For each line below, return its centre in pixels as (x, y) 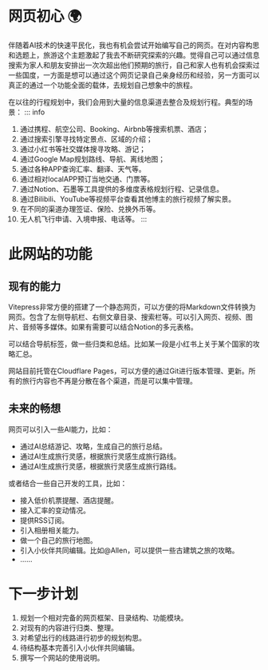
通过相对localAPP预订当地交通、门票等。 (87, 179)
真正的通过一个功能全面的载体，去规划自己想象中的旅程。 (102, 85)
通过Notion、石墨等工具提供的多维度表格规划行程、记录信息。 (122, 189)
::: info (34, 112)
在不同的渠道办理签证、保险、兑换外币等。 (90, 209)
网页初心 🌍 (45, 16)
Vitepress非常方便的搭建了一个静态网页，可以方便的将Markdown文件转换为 (132, 307)
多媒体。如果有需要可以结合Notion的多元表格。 (120, 327)
